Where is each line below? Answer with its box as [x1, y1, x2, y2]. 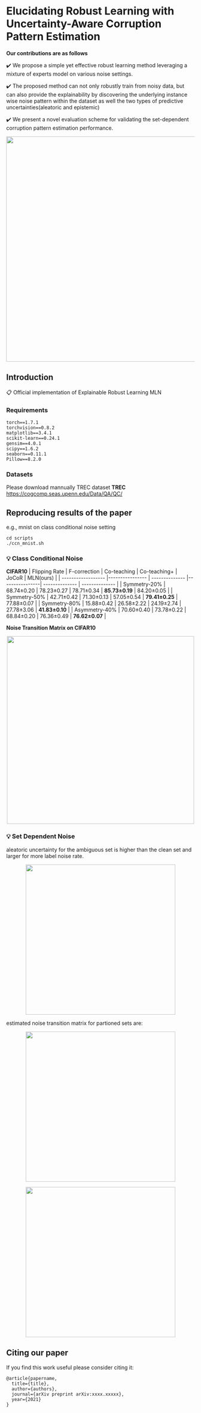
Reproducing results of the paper [6, 508, 132, 518]
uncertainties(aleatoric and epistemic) [6, 103, 100, 111]
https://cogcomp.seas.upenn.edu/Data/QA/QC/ [6, 490, 123, 497]
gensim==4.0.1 [6, 440, 42, 447]
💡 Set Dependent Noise [6, 832, 75, 840]
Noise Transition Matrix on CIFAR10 [6, 624, 96, 631]
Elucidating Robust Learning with [6, 4, 175, 18]
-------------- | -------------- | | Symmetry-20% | [42, 581, 166, 588]
